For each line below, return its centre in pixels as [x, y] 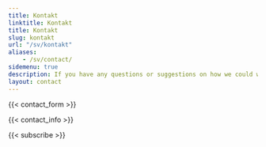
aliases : [23, 52]
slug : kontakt [32, 38]
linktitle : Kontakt [40, 23]
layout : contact [35, 81]
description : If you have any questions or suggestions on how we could [131, 74]
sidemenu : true [33, 67]
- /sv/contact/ [47, 60]
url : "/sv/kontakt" [40, 45]
